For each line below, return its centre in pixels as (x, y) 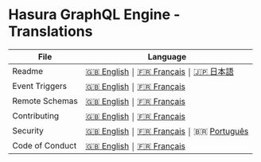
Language (167, 56)
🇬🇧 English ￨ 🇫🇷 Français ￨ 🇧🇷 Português (167, 131)
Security (28, 130)
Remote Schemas (45, 101)
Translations (51, 31)
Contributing (36, 115)
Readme (28, 71)
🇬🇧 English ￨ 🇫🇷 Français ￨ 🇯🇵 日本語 (160, 71)
